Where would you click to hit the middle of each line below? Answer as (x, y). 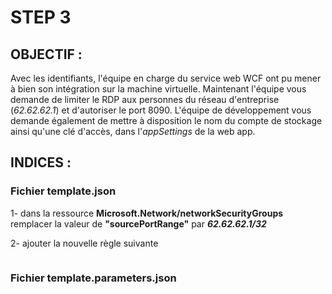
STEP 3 (41, 17)
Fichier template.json (63, 191)
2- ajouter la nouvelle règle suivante (84, 243)
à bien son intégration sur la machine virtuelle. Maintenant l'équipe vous (158, 89)
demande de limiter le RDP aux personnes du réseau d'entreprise (145, 99)
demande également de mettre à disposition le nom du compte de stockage (166, 120)
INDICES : (41, 162)
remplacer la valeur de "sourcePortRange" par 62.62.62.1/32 (138, 223)
